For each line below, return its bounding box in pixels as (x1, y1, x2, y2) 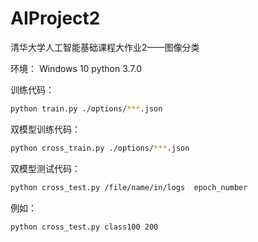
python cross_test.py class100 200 (10, 222, 159, 232)
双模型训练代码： (10, 123, 81, 135)
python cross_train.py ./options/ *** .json (10, 143, 190, 153)
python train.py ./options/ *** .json (10, 103, 163, 114)
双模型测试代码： (10, 162, 81, 174)
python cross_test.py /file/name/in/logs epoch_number (10, 182, 248, 192)
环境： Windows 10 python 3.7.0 (10, 62, 143, 74)
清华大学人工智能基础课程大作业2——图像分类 (10, 41, 200, 53)
